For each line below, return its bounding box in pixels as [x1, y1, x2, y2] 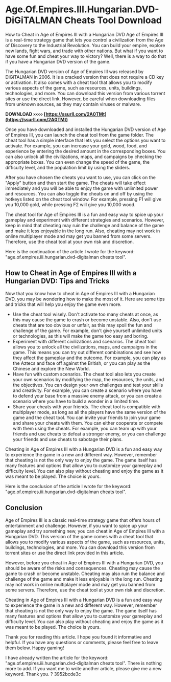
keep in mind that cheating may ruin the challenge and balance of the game [5, 222, 164, 228]
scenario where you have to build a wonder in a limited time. [12, 398, 139, 404]
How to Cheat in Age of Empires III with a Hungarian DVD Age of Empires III [5, 31, 164, 37]
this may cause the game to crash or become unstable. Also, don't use [12, 316, 162, 323]
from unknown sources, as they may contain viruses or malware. [5, 101, 141, 107]
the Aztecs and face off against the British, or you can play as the [12, 360, 151, 366]
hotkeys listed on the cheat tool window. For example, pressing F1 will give [5, 196, 162, 202]
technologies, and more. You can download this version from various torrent [5, 90, 165, 96]
